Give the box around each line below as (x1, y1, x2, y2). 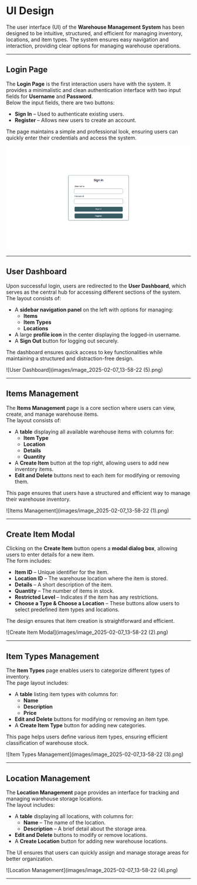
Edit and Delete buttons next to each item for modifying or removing (14, 472, 180, 479)
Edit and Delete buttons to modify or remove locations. (14, 832, 148, 839)
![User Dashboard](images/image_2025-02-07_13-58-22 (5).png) (6, 366, 163, 373)
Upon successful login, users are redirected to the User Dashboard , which (6, 282, 186, 289)
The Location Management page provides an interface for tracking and (6, 789, 179, 796)
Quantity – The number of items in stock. (14, 588, 114, 595)
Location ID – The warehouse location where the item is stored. (14, 575, 168, 582)
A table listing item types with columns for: (14, 691, 118, 698)
